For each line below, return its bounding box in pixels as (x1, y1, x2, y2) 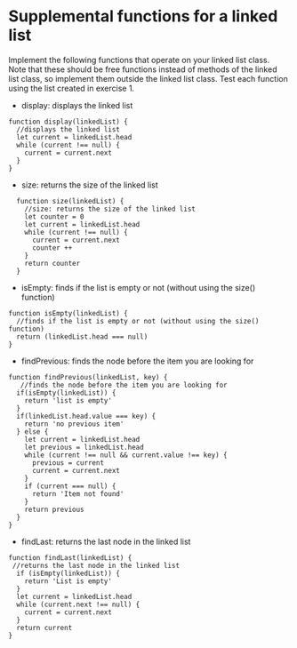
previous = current (31, 458, 104, 468)
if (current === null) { (24, 482, 116, 491)
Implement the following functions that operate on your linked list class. (8, 54, 270, 65)
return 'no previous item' (24, 420, 124, 428)
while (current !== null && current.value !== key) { (24, 451, 228, 460)
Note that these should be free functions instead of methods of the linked (8, 64, 277, 75)
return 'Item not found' (31, 489, 124, 499)
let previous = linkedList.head (24, 443, 144, 452)
